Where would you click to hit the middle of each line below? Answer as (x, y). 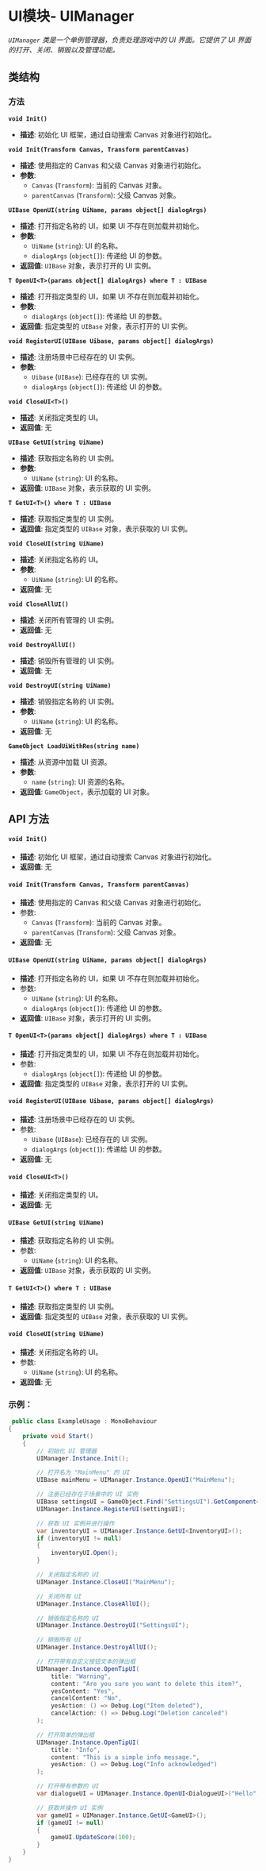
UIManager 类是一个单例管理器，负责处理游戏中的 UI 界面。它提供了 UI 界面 (130, 40)
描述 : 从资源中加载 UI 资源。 (65, 762)
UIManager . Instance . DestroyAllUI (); (97, 1647)
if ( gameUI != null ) (70, 1823)
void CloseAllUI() (38, 604)
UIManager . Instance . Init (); (83, 1458)
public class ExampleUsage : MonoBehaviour (84, 1422)
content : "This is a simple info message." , (125, 1757)
